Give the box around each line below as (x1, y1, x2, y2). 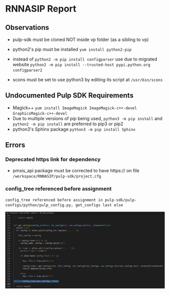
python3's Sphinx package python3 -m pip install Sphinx (12, 126, 136, 132)
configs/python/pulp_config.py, (5, 203, 73, 208)
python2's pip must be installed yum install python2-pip (12, 46, 132, 52)
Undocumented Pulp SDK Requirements (5, 91, 134, 100)
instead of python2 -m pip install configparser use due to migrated (12, 56, 158, 62)
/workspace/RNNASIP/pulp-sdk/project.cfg (12, 174, 101, 179)
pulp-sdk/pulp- (104, 198, 137, 203)
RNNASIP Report (5, 3, 77, 15)
